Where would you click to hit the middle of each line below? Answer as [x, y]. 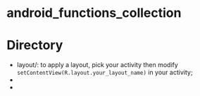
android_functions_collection [94, 13]
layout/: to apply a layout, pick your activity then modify [98, 65]
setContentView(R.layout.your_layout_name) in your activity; [105, 73]
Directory [35, 46]
